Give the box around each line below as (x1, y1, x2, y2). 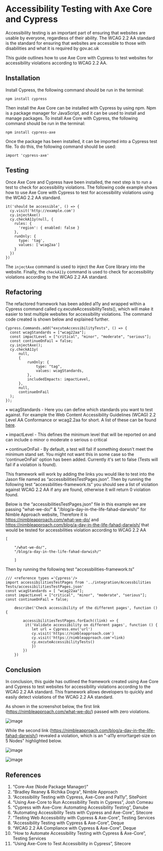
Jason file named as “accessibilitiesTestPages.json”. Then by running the (5, 476, 151, 482)
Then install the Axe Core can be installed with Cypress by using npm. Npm (5, 105, 157, 110)
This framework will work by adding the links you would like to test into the (5, 471, 155, 477)
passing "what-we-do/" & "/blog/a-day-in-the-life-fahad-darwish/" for (5, 507, 147, 512)
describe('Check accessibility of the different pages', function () (14, 606, 158, 611)
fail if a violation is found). (5, 462, 57, 468)
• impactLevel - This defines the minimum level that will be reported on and (5, 432, 156, 437)
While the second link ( (5, 727, 51, 733)
